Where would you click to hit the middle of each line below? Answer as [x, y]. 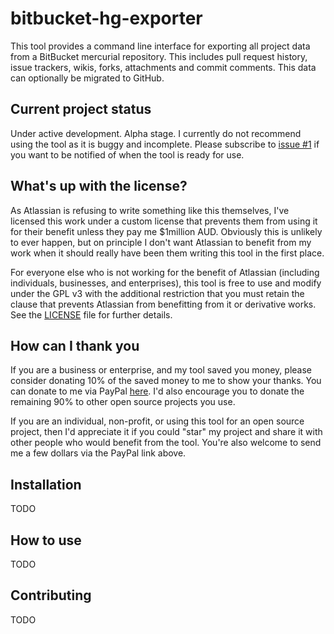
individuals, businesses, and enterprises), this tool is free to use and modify [166, 283]
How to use [46, 540]
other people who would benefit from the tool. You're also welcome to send [166, 443]
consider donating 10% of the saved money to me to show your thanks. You [166, 381]
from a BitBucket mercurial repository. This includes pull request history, [159, 56]
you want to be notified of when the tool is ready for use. [127, 154]
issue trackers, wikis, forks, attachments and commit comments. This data [163, 67]
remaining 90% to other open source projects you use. [123, 402]
